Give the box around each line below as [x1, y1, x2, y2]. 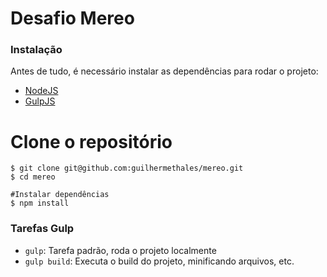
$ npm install [10, 198, 70, 209]
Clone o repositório [10, 130, 173, 153]
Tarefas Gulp [10, 222, 75, 236]
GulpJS [24, 95, 56, 107]
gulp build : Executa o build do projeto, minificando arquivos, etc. [24, 255, 295, 267]
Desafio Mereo [10, 7, 135, 30]
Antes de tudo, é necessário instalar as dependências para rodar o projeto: [10, 65, 319, 77]
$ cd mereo [10, 172, 56, 182]
